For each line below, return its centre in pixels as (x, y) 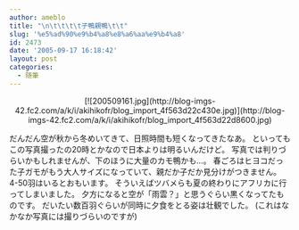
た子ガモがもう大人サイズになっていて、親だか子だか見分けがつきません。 (145, 171)
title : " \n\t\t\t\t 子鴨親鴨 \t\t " (69, 26)
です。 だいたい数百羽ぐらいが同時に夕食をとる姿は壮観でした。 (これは (149, 205)
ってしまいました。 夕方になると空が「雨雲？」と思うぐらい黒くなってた (143, 193)
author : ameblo (37, 17)
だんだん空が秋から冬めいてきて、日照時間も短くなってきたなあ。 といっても (150, 138)
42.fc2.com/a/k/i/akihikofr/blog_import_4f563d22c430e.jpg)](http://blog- (150, 110)
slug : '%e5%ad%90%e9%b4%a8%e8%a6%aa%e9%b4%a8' (97, 34)
